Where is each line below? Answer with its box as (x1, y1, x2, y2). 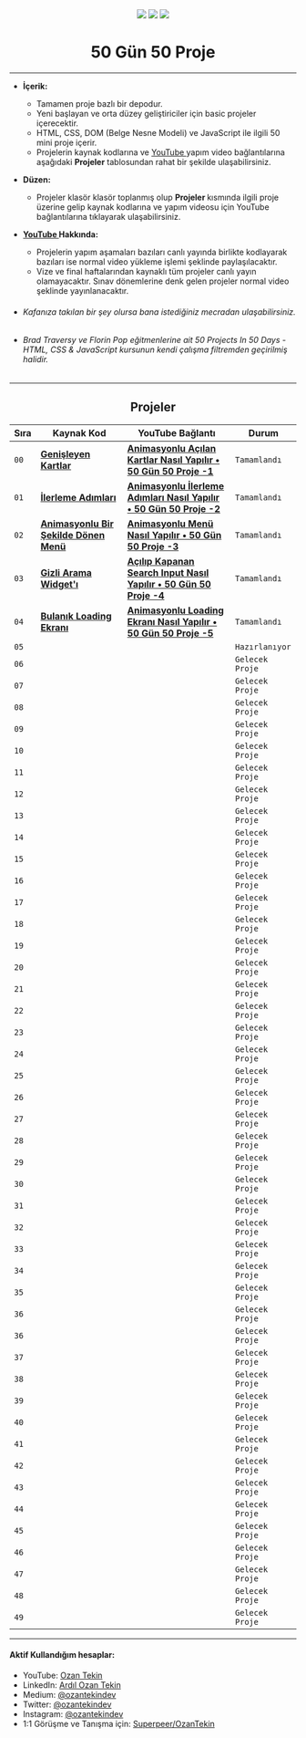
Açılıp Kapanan (127, 555, 195, 567)
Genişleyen (40, 447, 91, 460)
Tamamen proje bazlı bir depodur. (36, 98, 163, 109)
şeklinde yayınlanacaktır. (36, 285, 129, 296)
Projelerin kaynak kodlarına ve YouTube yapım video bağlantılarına (36, 146, 285, 158)
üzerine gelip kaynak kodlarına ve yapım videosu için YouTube (36, 201, 270, 213)
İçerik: (22, 80, 48, 91)
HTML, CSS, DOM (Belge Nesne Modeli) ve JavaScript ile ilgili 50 (36, 127, 280, 138)
